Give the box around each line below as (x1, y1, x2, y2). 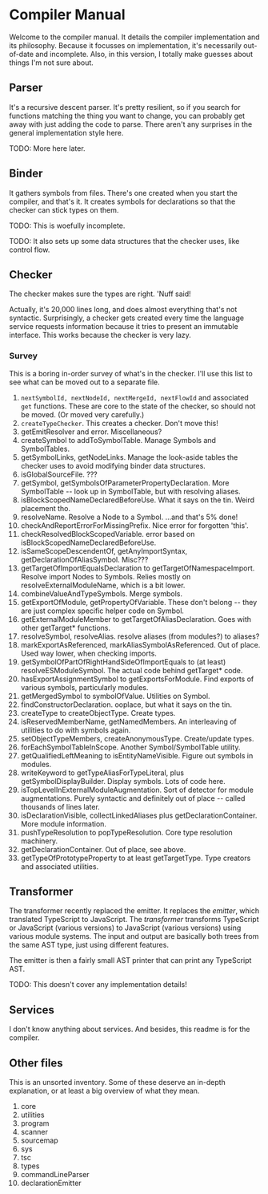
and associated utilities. (20, 861, 99, 871)
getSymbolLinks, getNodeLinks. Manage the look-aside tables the (20, 452, 238, 462)
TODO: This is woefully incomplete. (9, 221, 126, 230)
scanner (20, 1127, 49, 1137)
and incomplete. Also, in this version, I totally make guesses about (35, 49, 253, 59)
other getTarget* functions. (20, 623, 111, 632)
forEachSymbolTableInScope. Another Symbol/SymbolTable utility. (20, 742, 241, 752)
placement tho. (20, 503, 71, 513)
